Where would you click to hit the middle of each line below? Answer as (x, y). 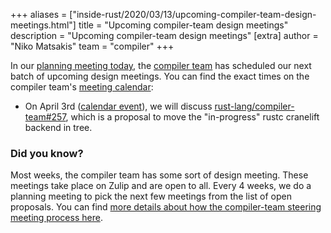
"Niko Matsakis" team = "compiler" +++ (92, 46)
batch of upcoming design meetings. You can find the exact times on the (160, 76)
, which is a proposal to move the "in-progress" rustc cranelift (192, 117)
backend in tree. (58, 127)
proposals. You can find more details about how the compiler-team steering (166, 207)
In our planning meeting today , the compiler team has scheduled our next (161, 65)
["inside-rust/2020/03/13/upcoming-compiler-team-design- (193, 14)
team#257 (45, 117)
